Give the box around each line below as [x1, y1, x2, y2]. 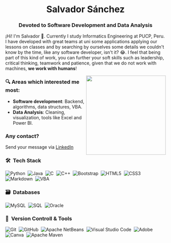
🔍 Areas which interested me [5, 79, 80, 86]
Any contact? [5, 132, 40, 140]
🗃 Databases [5, 189, 40, 196]
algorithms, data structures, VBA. [12, 103, 82, 110]
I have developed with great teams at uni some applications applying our [5, 39, 158, 45]
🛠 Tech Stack [5, 157, 42, 164]
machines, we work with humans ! [5, 65, 77, 72]
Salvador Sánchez [46, 4, 125, 15]
